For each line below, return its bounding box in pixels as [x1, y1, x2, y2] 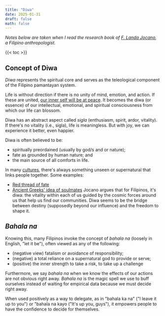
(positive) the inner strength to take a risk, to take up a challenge [12, 261, 144, 267]
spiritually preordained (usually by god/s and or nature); [12, 147, 126, 153]
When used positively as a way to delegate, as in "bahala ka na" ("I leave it [5, 295, 157, 302]
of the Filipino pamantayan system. [5, 82, 76, 88]
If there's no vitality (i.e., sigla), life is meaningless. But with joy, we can [5, 122, 150, 129]
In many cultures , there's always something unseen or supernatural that [5, 167, 151, 173]
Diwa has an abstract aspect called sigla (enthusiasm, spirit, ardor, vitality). [5, 117, 158, 123]
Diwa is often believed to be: [5, 137, 63, 143]
